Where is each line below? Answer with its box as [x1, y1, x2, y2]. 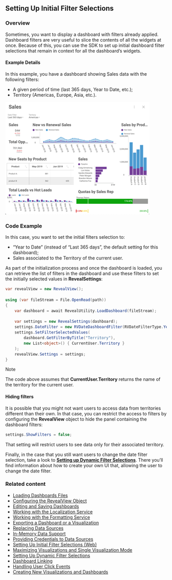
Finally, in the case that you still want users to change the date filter [5, 451, 147, 458]
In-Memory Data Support [12, 530, 66, 537]
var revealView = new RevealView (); [5, 287, 83, 292]
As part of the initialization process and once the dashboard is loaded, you [5, 265, 162, 271]
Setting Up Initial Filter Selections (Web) [12, 541, 97, 548]
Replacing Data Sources [12, 525, 64, 531]
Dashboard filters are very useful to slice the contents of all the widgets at [5, 37, 161, 43]
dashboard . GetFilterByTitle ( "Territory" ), [24, 336, 116, 341]
